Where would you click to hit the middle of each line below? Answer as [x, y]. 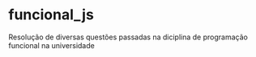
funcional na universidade [51, 45]
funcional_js [51, 15]
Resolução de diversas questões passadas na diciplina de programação [128, 37]
